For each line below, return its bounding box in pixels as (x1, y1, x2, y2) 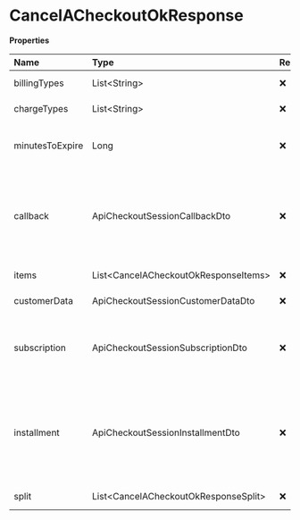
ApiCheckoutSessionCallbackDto (92, 209, 231, 222)
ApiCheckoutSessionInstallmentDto (92, 426, 241, 439)
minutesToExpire (13, 139, 84, 152)
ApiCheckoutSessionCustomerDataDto (92, 294, 255, 306)
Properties (9, 35, 50, 46)
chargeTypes (13, 102, 69, 114)
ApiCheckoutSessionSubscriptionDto (92, 341, 248, 354)
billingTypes (13, 77, 64, 89)
